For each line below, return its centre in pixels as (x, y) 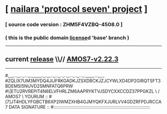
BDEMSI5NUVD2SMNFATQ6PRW (39, 86)
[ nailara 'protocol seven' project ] (76, 9)
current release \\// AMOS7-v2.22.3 (62, 59)
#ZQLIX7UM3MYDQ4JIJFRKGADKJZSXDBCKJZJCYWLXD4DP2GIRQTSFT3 (83, 81)
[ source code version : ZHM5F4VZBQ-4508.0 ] (64, 25)
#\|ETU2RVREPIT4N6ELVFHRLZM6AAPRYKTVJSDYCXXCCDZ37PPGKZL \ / (83, 91)
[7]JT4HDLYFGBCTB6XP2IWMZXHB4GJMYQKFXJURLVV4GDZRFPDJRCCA (83, 102)
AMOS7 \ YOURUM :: (27, 97)
